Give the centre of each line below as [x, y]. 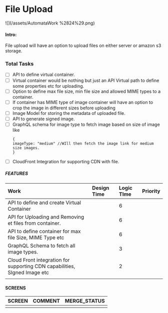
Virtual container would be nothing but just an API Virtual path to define [86, 80]
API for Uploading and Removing [46, 217]
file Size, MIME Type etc [36, 237]
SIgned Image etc [28, 272]
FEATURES [17, 173]
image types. [23, 252]
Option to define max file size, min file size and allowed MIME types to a [86, 91]
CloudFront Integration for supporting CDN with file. [66, 161]
